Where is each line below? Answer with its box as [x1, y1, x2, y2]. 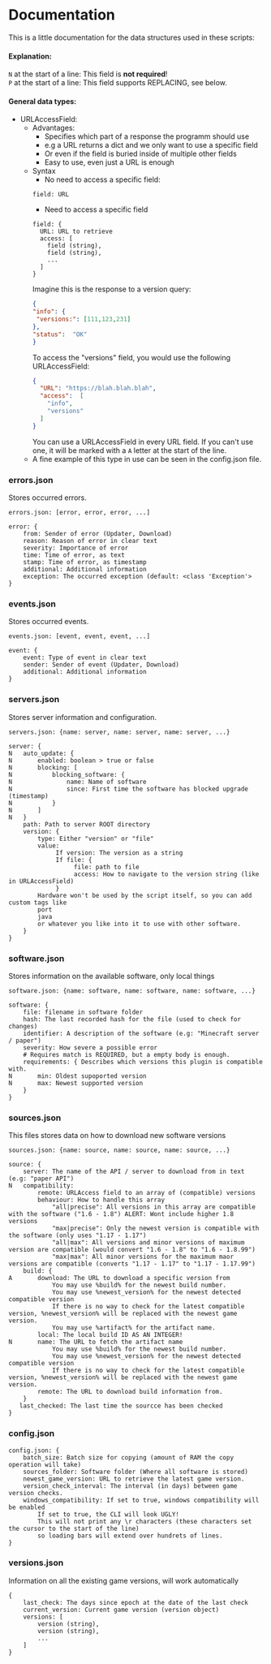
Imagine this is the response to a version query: [32, 284, 191, 294]
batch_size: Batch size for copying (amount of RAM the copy [23, 1453, 234, 1462]
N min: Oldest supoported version [8, 1071, 148, 1080]
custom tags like [8, 899, 67, 907]
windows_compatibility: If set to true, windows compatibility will [23, 1496, 260, 1504]
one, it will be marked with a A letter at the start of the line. [32, 445, 227, 455]
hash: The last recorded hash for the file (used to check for [23, 1015, 242, 1024]
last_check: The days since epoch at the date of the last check [23, 1598, 249, 1606]
